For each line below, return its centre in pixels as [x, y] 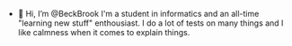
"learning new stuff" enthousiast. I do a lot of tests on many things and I [150, 23]
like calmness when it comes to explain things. [104, 32]
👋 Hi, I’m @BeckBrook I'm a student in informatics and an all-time [138, 14]
